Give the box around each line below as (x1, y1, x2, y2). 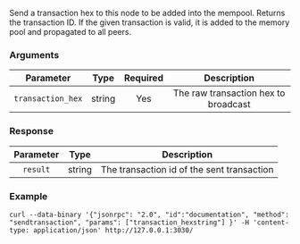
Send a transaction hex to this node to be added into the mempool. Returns (9, 8, 286, 18)
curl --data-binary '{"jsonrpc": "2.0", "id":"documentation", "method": (9, 210, 290, 219)
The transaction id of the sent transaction (100, 163, 274, 175)
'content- (253, 218, 290, 227)
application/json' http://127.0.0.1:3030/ (32, 225, 194, 235)
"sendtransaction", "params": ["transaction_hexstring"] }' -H (9, 218, 250, 227)
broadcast (207, 98, 251, 111)
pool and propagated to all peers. (9, 27, 132, 37)
